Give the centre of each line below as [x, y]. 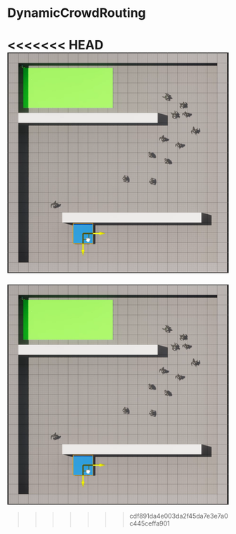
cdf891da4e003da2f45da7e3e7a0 [179, 516]
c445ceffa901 [150, 523]
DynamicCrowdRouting [77, 13]
